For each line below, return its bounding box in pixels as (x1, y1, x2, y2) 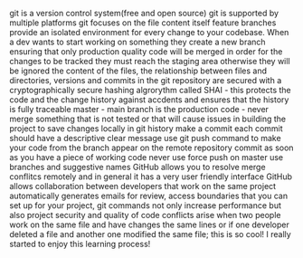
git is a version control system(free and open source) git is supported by (9, 8, 279, 18)
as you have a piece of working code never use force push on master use (9, 152, 283, 162)
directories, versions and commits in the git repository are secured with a (9, 75, 282, 85)
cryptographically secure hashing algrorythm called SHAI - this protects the (9, 85, 291, 95)
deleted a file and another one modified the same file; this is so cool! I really (9, 229, 291, 239)
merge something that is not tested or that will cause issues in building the (9, 113, 287, 124)
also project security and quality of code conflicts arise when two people (9, 210, 281, 220)
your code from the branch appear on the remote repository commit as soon (9, 142, 294, 153)
